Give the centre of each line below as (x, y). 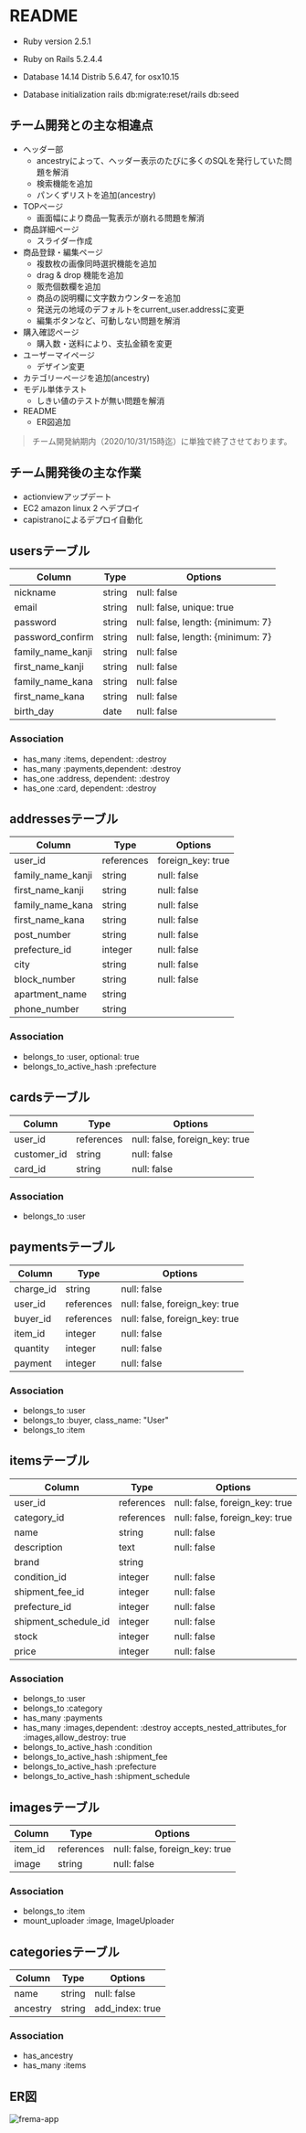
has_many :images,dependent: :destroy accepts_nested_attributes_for (155, 1728)
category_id (39, 1517)
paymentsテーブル (63, 1248)
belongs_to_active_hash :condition (87, 1747)
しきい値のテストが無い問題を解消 (100, 400)
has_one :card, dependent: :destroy (90, 788)
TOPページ (43, 206)
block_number (45, 979)
